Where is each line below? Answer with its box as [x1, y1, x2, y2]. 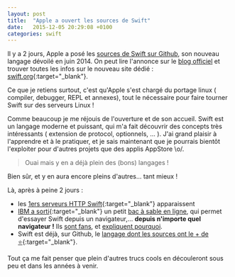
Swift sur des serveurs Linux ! [7, 101, 94, 110]
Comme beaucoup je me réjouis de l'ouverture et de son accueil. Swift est [7, 115, 224, 123]
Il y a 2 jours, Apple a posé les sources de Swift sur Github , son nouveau [7, 50, 219, 58]
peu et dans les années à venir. [7, 261, 99, 270]
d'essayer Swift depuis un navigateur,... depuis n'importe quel [17, 215, 201, 223]
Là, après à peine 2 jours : [7, 186, 84, 195]
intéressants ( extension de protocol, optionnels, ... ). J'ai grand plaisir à [7, 130, 217, 138]
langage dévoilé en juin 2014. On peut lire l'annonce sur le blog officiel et [7, 57, 220, 66]
